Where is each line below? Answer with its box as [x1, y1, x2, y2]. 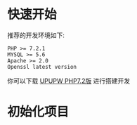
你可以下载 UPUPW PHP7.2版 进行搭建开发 [7, 77, 131, 85]
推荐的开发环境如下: [7, 31, 65, 39]
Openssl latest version [7, 63, 77, 70]
